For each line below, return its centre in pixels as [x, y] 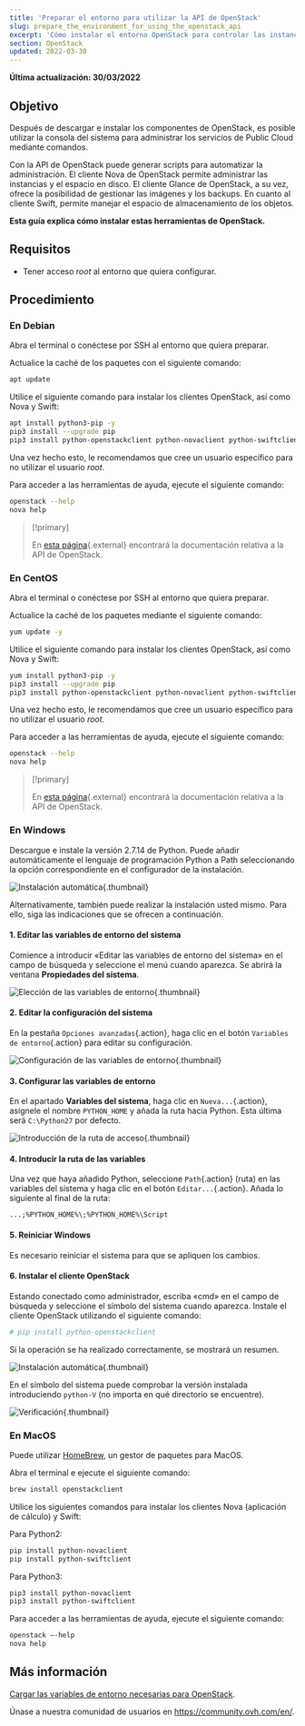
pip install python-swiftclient [70, 1559]
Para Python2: [36, 1534]
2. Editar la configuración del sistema [81, 1012]
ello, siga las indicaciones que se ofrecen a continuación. [117, 914]
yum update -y [36, 632]
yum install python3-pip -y [63, 676]
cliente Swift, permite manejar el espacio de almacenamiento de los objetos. [152, 203]
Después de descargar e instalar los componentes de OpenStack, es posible [152, 127]
